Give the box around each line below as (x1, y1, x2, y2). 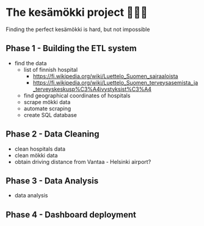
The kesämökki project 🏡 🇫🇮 (5, 5, 148, 19)
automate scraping (23, 105, 71, 112)
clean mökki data (14, 152, 58, 159)
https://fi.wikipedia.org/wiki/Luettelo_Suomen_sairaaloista (32, 72, 178, 80)
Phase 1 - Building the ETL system (5, 43, 137, 54)
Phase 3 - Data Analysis (5, 175, 99, 186)
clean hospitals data (14, 145, 65, 152)
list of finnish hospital (23, 66, 78, 73)
